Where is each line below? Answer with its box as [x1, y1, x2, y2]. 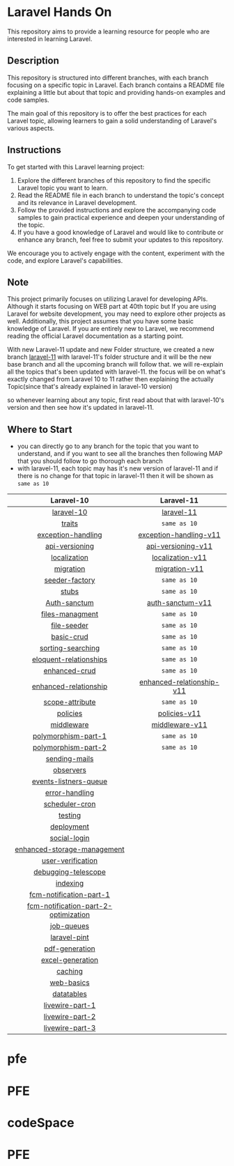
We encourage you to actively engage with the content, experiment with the [7, 249, 225, 257]
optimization [49, 910, 91, 920]
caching [56, 967, 84, 976]
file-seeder [51, 621, 89, 631]
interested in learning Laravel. [7, 34, 93, 43]
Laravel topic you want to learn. [17, 183, 108, 192]
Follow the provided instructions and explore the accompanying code [17, 206, 217, 214]
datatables [52, 989, 87, 999]
